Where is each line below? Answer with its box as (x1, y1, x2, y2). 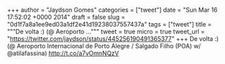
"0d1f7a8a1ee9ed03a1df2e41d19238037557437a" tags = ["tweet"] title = (7, 20, 212, 28)
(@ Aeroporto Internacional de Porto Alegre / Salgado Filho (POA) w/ (7, 42, 201, 50)
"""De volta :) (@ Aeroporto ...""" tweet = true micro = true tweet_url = (7, 27, 205, 35)
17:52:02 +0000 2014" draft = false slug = (7, 13, 126, 21)
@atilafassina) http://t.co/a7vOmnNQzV (7, 49, 119, 57)
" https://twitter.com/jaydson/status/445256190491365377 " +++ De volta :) (7, 35, 220, 43)
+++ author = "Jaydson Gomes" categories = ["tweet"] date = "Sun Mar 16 (7, 6, 218, 14)
